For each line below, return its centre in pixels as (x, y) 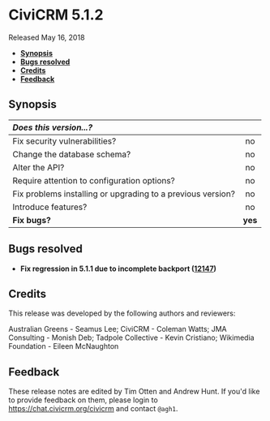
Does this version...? (53, 127)
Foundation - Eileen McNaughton (64, 346)
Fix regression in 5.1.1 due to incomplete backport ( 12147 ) (118, 268)
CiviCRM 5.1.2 (56, 15)
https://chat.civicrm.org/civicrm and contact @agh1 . (93, 409)
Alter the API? (39, 167)
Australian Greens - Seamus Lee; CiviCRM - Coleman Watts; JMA (118, 329)
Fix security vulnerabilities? (64, 141)
